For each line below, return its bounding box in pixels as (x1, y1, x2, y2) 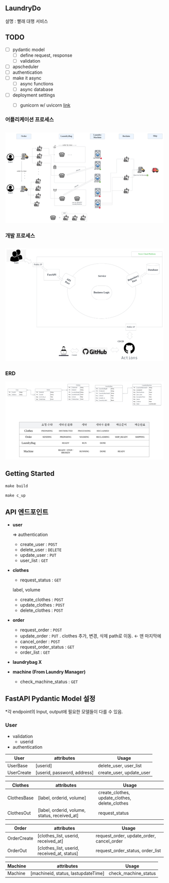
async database (20, 86, 53, 92)
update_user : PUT (20, 552, 57, 558)
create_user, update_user (98, 769, 151, 775)
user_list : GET (20, 557, 48, 563)
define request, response (20, 52, 72, 58)
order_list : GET (20, 649, 50, 655)
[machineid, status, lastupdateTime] (30, 870, 105, 876)
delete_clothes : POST (20, 607, 63, 613)
